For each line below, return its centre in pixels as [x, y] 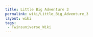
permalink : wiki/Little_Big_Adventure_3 [47, 14]
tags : [11, 23]
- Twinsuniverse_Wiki [29, 27]
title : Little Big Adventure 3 [37, 9]
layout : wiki [18, 18]
